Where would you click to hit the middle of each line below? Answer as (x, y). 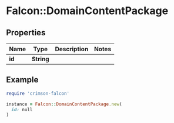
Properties (26, 33)
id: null (22, 109)
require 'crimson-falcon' (38, 93)
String (40, 59)
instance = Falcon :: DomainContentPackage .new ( (64, 104)
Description (72, 49)
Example (22, 80)
